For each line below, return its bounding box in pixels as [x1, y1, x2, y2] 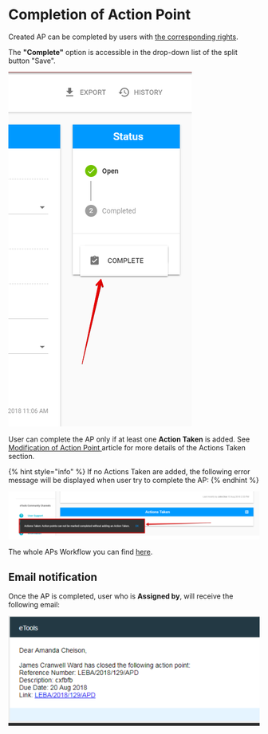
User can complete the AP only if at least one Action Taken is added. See [8, 434, 250, 444]
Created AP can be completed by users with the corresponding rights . [8, 32, 238, 41]
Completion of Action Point [8, 6, 191, 24]
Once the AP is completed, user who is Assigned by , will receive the [8, 591, 234, 601]
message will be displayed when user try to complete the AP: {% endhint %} [8, 475, 259, 485]
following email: [8, 600, 60, 610]
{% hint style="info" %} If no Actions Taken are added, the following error [8, 466, 250, 476]
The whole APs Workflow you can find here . [8, 548, 153, 557]
